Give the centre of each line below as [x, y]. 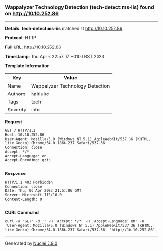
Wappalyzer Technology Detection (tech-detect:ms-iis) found [80, 7]
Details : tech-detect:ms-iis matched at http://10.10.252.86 [64, 29]
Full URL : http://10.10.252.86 [33, 47]
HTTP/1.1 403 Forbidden [29, 182]
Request [14, 122]
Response [15, 173]
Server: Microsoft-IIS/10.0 [33, 195]
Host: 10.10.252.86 [25, 135]
